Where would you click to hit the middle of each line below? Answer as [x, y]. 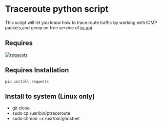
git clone [21, 108]
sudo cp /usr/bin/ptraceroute [41, 113]
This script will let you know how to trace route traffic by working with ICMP [81, 22]
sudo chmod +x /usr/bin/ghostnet [46, 119]
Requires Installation [37, 70]
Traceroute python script [57, 9]
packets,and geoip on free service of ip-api [49, 27]
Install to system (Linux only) [50, 96]
